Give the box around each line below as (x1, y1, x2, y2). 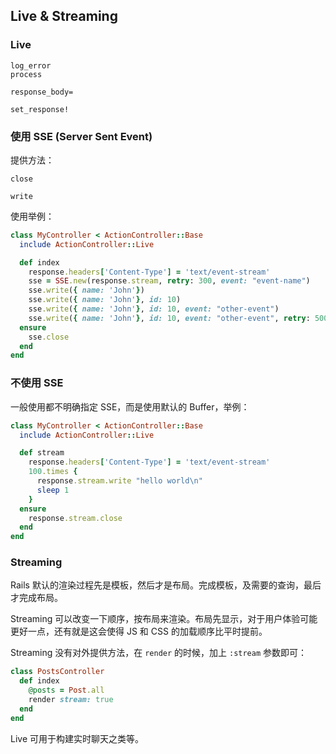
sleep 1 (36, 485, 70, 495)
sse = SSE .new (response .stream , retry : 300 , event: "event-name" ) (28, 276, 311, 286)
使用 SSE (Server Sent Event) (10, 129, 153, 143)
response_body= (10, 87, 74, 97)
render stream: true (28, 695, 114, 705)
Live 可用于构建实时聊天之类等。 (10, 732, 145, 744)
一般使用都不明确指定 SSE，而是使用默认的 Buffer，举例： (10, 400, 250, 413)
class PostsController (10, 667, 105, 677)
